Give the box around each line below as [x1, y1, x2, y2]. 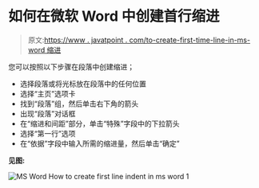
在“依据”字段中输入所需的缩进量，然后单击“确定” [19, 139, 180, 148]
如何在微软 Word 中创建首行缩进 [8, 7, 220, 25]
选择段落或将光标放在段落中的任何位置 [19, 79, 146, 88]
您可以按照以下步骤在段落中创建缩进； [8, 61, 134, 72]
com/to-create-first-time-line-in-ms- [129, 35, 250, 45]
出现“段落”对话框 [19, 108, 76, 118]
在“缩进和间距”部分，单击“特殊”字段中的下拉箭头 [19, 119, 180, 128]
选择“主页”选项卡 [19, 88, 76, 98]
